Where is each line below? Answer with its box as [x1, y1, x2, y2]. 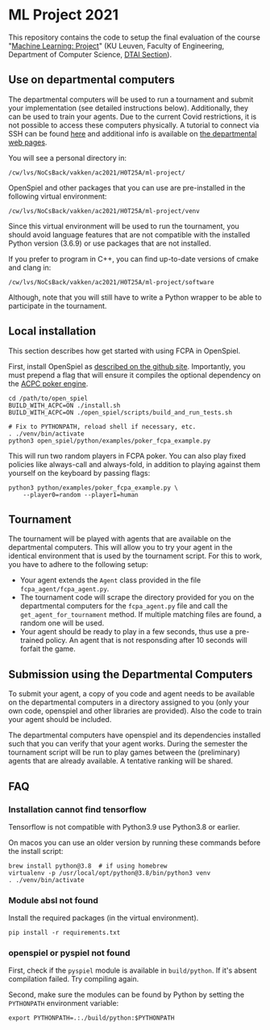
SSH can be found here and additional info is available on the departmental [8, 128, 257, 138]
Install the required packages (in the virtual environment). [8, 913, 199, 923]
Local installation [8, 325, 97, 338]
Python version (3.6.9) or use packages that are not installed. [8, 238, 211, 248]
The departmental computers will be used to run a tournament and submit [8, 95, 254, 104]
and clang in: [8, 263, 52, 272]
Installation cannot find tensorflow [8, 804, 147, 815]
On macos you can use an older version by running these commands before [8, 838, 261, 847]
